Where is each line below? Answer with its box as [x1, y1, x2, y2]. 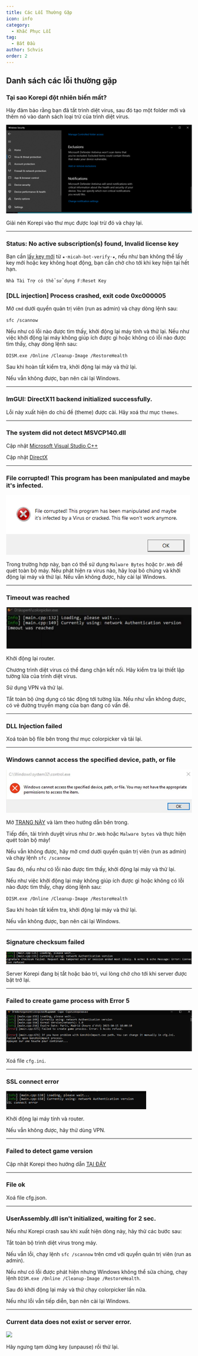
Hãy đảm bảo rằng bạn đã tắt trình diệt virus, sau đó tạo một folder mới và [6, 107, 186, 114]
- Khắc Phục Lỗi [11, 28, 51, 34]
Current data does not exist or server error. [6, 1318, 132, 1326]
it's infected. [6, 481, 44, 490]
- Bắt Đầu [11, 41, 35, 47]
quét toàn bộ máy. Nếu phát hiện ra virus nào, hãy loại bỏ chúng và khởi [6, 567, 181, 574]
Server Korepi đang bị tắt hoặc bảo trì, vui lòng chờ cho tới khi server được [6, 970, 187, 977]
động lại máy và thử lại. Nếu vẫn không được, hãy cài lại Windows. [6, 573, 167, 581]
